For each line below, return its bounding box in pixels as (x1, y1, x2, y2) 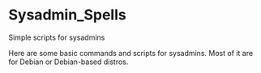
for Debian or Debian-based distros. (8, 57, 129, 67)
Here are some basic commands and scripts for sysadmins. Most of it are (8, 48, 254, 58)
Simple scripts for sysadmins (8, 32, 105, 42)
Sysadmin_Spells (8, 6, 127, 24)
